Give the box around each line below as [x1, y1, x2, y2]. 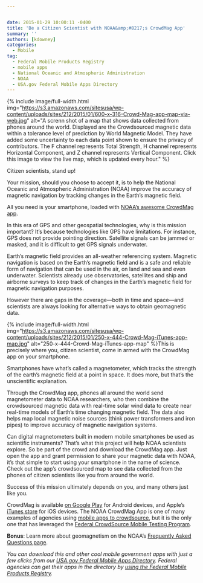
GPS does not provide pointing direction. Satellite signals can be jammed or [7, 234, 195, 242]
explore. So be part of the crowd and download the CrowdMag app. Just [7, 446, 187, 453]
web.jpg [7, 117, 27, 124]
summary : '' [7, 31, 37, 37]
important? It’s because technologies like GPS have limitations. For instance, [7, 228, 196, 236]
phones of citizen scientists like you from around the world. [7, 472, 155, 479]
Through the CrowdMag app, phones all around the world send [7, 389, 164, 396]
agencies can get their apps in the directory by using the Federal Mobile [7, 563, 187, 571]
